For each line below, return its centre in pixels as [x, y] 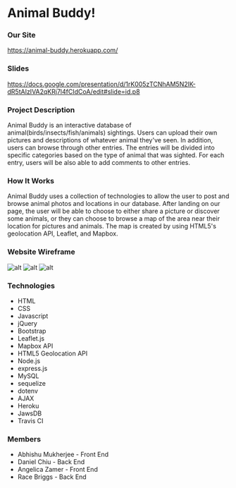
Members [24, 439]
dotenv [28, 391]
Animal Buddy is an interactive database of [69, 126]
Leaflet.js [31, 338]
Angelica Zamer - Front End [58, 470]
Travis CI [30, 420]
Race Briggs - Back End [52, 477]
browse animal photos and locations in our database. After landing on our [114, 204]
